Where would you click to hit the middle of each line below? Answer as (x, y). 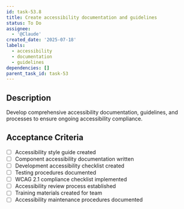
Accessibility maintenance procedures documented (79, 200)
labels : (16, 46)
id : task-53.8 (24, 12)
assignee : (19, 29)
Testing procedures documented (55, 173)
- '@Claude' (27, 34)
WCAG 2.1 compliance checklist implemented (71, 179)
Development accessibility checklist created (69, 166)
